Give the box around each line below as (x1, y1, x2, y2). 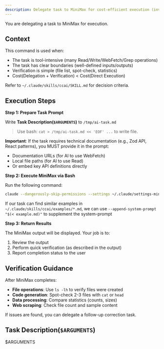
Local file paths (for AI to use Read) (12, 158, 84, 164)
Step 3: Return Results (5, 221, 52, 226)
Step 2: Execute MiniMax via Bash (5, 173, 76, 179)
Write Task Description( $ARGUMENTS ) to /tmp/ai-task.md (5, 119, 116, 125)
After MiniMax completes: (5, 277, 57, 283)
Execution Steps (5, 97, 56, 105)
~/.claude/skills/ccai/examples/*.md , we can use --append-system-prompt (5, 206, 157, 212)
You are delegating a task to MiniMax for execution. (5, 21, 109, 26)
